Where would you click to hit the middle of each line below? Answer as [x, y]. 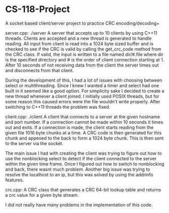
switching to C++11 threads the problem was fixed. [58, 107]
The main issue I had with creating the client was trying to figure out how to [84, 153]
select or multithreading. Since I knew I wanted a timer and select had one [82, 85]
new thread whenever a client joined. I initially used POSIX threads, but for [82, 96]
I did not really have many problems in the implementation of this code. [79, 204]
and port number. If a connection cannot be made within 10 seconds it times [84, 122]
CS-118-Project [38, 9]
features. [15, 180]
